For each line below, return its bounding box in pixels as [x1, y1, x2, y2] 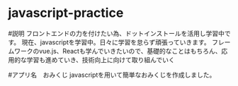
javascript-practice [8, 5, 124, 21]
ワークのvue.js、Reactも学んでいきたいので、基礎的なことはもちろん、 [13, 47, 222, 55]
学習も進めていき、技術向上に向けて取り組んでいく [26, 55, 176, 64]
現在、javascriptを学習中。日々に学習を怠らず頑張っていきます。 [21, 37, 211, 47]
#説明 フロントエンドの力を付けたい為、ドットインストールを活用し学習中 [8, 29, 225, 37]
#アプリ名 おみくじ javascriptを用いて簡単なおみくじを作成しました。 [8, 70, 216, 79]
